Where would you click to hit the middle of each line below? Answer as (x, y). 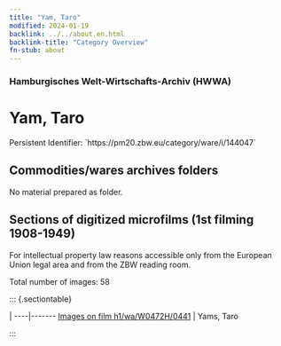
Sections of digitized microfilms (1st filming (132, 220)
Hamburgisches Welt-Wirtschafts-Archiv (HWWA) (121, 82)
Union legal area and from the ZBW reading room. (100, 264)
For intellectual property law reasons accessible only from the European (140, 255)
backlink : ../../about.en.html (67, 34)
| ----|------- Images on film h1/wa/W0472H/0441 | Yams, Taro (124, 316)
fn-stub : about (37, 51)
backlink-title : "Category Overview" (79, 42)
